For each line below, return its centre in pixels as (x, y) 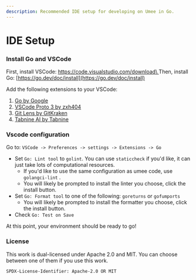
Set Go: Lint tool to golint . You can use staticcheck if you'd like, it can (102, 158)
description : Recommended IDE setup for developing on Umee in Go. (90, 11)
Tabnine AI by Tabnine (42, 119)
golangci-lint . (42, 177)
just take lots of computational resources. (65, 165)
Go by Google (31, 101)
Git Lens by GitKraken (41, 113)
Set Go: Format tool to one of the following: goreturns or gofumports (97, 196)
